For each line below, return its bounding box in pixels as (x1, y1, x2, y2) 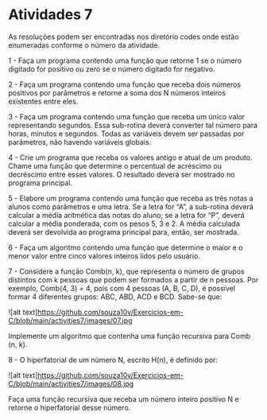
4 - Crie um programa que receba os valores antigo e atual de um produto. (8, 153, 253, 162)
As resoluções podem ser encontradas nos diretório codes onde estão (8, 32, 240, 41)
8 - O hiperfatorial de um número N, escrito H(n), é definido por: (8, 355, 219, 364)
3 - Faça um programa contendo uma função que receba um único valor (8, 111, 246, 121)
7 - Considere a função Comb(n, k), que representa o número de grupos (8, 266, 245, 276)
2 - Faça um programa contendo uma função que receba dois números (8, 80, 241, 89)
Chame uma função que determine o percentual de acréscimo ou (8, 161, 222, 170)
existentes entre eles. (8, 96, 79, 106)
